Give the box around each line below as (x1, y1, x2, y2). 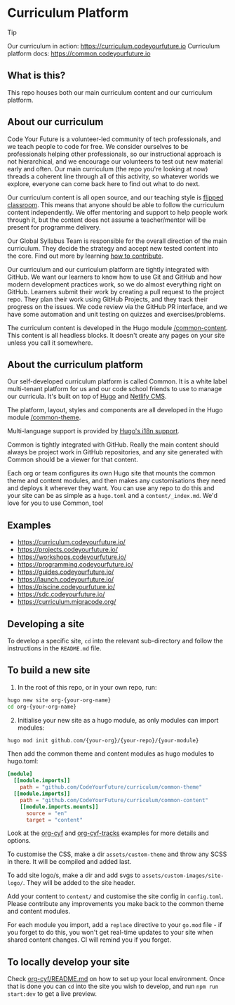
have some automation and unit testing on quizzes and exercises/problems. (7, 310, 226, 318)
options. (7, 836, 32, 845)
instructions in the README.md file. (7, 644, 102, 652)
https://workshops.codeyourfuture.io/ (17, 553, 127, 561)
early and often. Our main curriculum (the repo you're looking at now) (7, 164, 208, 173)
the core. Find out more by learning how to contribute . (7, 251, 163, 260)
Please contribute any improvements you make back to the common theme (7, 900, 224, 908)
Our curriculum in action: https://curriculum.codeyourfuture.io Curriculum (7, 41, 220, 50)
